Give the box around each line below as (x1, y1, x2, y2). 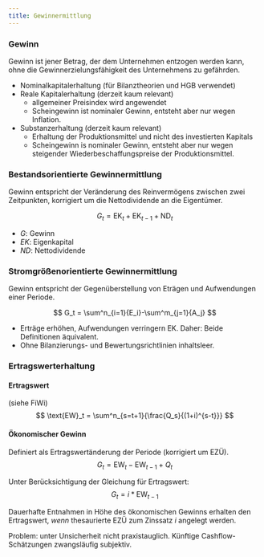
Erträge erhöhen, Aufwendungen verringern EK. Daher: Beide (19, 323, 223, 333)
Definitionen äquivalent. (19, 332, 99, 342)
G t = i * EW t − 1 (111, 490, 159, 502)
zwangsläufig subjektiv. (53, 539, 132, 550)
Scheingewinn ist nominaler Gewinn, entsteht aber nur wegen (31, 106, 236, 116)
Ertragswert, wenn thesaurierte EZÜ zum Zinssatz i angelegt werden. (8, 515, 237, 526)
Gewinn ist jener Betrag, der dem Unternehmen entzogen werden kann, (8, 56, 245, 66)
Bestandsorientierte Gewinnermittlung (8, 169, 163, 180)
